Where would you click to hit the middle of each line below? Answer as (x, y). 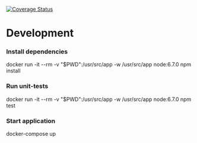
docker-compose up (31, 134)
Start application (31, 120)
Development (40, 33)
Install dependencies (37, 52)
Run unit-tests (27, 86)
